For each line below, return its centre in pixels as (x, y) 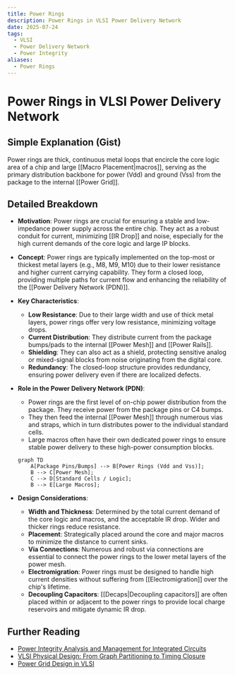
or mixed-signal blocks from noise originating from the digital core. (125, 360)
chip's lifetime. (49, 587)
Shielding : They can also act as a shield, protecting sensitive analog (127, 352)
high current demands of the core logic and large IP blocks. (104, 244)
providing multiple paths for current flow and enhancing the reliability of (122, 280)
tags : (15, 34)
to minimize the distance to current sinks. (88, 542)
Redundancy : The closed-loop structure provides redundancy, (119, 368)
